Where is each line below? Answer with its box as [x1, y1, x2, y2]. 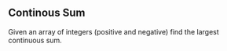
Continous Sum [8, 6, 86, 20]
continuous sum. [8, 35, 63, 45]
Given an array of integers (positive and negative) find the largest [8, 27, 220, 36]
